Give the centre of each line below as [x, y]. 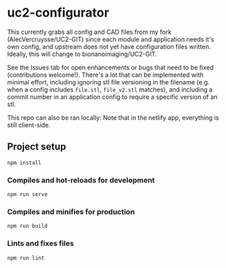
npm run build [28, 226]
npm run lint [26, 258]
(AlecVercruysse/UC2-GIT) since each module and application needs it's [111, 39]
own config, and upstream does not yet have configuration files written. [109, 46]
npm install [24, 163]
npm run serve [28, 195]
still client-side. [29, 125]
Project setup [37, 147]
